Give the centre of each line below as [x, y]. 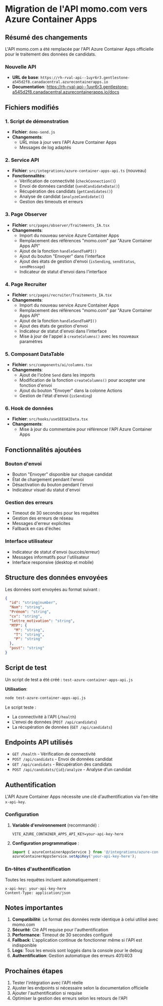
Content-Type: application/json [38, 893]
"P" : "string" [28, 639]
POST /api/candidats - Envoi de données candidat [62, 759]
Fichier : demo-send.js [34, 132]
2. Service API [22, 160]
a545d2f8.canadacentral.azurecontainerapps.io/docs [66, 92]
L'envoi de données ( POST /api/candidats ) [54, 722]
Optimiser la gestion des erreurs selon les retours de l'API [70, 998]
